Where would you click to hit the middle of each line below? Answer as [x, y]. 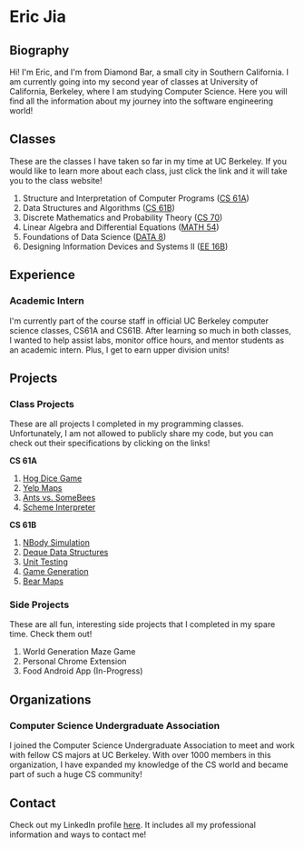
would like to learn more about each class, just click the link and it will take [148, 171]
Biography [39, 50]
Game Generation [55, 572]
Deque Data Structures [65, 553]
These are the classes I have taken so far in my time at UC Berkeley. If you [148, 161]
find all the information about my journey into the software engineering [142, 101]
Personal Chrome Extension [74, 662]
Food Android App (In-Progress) [83, 671]
